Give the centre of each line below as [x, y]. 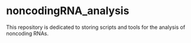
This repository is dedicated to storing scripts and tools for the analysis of [96, 27]
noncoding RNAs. [27, 33]
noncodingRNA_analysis [68, 11]
